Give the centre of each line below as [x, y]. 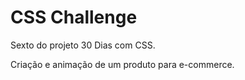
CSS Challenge [74, 17]
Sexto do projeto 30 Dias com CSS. [83, 45]
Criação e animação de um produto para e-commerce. [122, 64]
